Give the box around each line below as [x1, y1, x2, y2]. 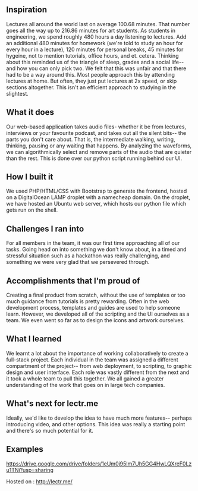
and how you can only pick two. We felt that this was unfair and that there [6, 65, 187, 72]
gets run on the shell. [6, 206, 58, 213]
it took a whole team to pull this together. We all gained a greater [6, 374, 164, 382]
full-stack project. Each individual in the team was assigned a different [6, 356, 178, 363]
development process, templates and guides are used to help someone [6, 304, 180, 311]
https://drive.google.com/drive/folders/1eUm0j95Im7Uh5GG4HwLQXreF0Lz [6, 460, 192, 467]
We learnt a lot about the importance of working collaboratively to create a [6, 350, 188, 357]
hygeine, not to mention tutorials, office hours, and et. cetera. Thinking [6, 52, 179, 59]
